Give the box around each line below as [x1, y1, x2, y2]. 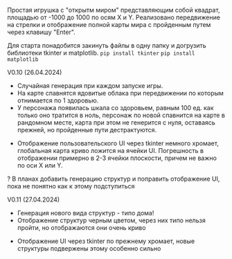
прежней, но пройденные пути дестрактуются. [17, 126, 157, 134]
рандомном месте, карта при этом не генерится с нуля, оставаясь [17, 118, 216, 127]
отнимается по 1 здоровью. [17, 96, 99, 105]
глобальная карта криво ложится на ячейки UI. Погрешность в [17, 147, 204, 154]
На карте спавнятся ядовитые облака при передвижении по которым [17, 89, 224, 97]
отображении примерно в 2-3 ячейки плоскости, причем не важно [17, 154, 217, 162]
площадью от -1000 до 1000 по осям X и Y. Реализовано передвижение [7, 13, 220, 21]
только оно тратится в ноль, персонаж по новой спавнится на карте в [17, 111, 225, 119]
